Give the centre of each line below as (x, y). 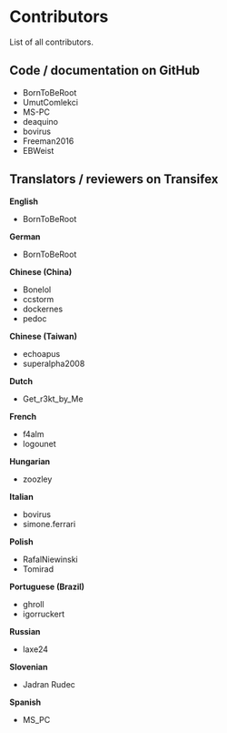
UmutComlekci (50, 102)
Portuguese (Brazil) (47, 586)
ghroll (33, 604)
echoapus (41, 353)
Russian (25, 631)
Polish (21, 541)
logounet (39, 443)
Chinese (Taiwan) (43, 336)
